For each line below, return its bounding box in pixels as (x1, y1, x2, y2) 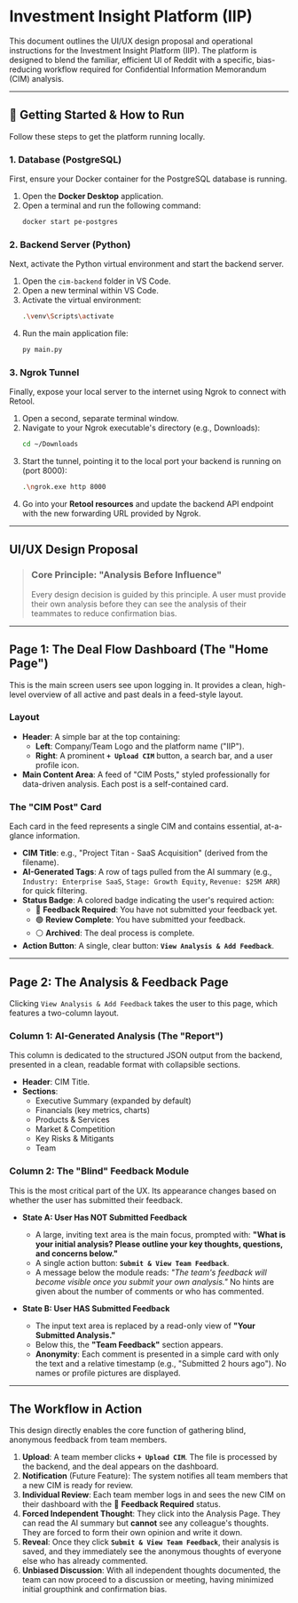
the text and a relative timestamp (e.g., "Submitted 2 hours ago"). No (35, 1358, 286, 1368)
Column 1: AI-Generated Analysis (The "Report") (9, 1030, 223, 1042)
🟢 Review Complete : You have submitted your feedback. (35, 914, 246, 926)
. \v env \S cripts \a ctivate (21, 312, 114, 321)
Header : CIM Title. (21, 1077, 90, 1087)
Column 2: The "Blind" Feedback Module (9, 1165, 190, 1177)
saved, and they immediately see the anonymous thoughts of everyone (21, 1546, 282, 1557)
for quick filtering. (21, 886, 88, 896)
